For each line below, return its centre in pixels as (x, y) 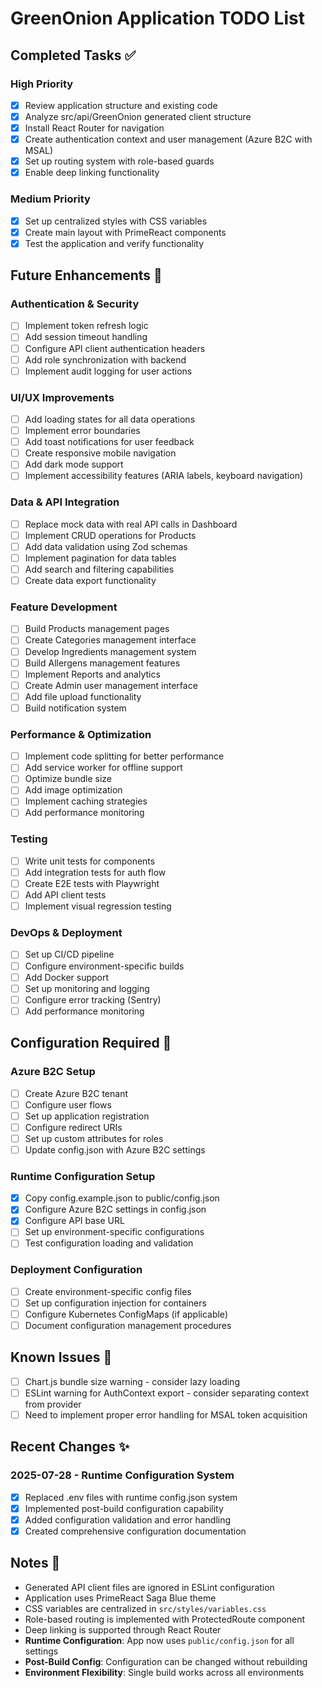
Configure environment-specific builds (104, 966)
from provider (53, 1404)
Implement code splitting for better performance (124, 756)
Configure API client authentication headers (115, 348)
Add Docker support (67, 977)
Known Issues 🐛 (61, 1357)
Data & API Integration (65, 502)
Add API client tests (65, 895)
